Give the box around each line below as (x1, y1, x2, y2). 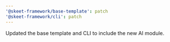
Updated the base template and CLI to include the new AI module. (5, 29, 165, 36)
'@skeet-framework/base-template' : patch (5, 8, 108, 14)
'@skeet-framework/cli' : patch (5, 14, 82, 20)
